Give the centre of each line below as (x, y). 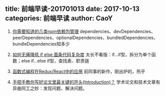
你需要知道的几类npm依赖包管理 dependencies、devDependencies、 (84, 31)
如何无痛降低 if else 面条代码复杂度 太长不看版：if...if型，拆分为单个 (82, 54)
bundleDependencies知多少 (41, 43)
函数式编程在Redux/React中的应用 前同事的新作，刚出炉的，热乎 (79, 71)
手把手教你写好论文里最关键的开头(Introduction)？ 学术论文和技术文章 (84, 82)
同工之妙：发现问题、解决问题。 (54, 88)
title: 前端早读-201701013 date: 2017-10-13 (72, 9)
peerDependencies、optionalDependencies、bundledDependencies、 (85, 37)
